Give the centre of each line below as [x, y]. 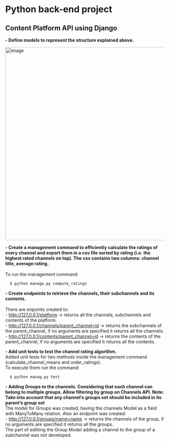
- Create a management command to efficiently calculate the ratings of [81, 247]
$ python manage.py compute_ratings [48, 284]
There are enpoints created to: [37, 309]
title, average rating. [27, 264]
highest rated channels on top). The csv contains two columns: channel [82, 258]
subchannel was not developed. [38, 435]
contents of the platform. [31, 320]
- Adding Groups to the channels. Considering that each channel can [79, 386]
